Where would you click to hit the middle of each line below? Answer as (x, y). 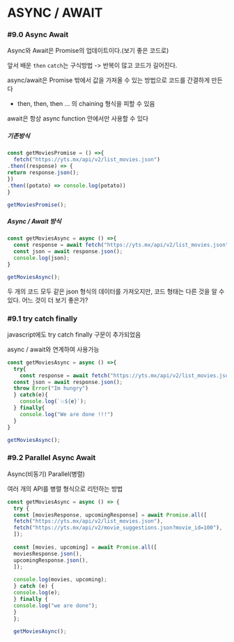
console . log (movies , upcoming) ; (61, 580)
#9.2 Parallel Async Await (52, 458)
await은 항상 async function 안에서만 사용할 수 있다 (78, 119)
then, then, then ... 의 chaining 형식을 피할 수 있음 (86, 104)
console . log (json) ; (42, 258)
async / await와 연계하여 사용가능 (53, 349)
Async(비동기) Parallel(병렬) (46, 474)
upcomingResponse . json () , (51, 560)
